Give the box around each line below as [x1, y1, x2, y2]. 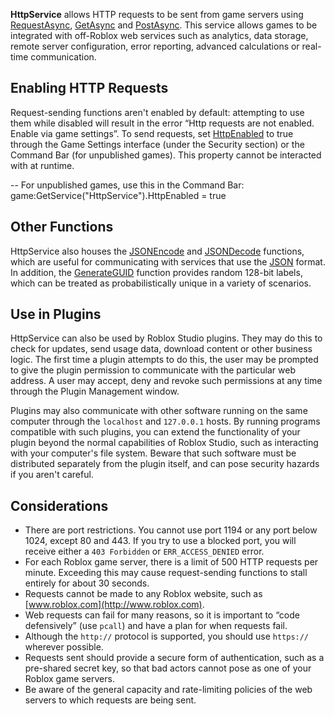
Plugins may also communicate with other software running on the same [10, 405, 308, 417]
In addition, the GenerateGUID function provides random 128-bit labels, [10, 266, 303, 278]
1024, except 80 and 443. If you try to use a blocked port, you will [24, 535, 297, 547]
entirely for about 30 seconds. [24, 577, 150, 589]
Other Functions [10, 219, 114, 236]
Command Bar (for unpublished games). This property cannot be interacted [10, 149, 322, 161]
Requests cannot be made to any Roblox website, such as [24, 588, 263, 600]
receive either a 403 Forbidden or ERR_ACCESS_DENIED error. [24, 545, 265, 558]
